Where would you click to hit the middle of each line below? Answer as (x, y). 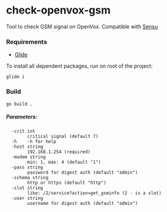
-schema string (30, 177)
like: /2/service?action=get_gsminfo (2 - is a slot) (94, 193)
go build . (19, 104)
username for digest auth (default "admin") (83, 203)
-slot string (27, 188)
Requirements (27, 42)
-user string (27, 198)
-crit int (23, 131)
